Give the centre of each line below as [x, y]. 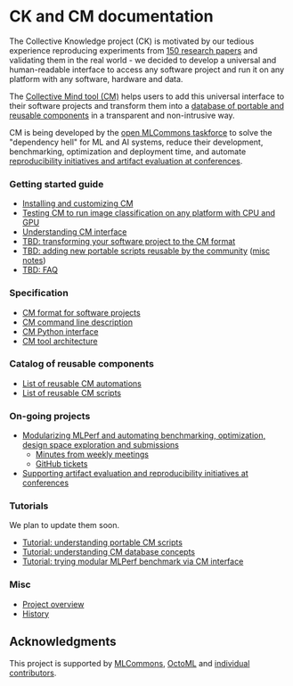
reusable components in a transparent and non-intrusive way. [122, 115]
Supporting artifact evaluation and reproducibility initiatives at [135, 474]
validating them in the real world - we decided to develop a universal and [143, 60]
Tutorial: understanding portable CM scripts [102, 542]
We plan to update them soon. [65, 525]
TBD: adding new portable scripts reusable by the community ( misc [146, 251]
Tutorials [29, 506]
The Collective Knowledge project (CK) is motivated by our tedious [132, 41]
